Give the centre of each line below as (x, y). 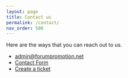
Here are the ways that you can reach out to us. (64, 45)
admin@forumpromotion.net (49, 56)
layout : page (22, 12)
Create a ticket (33, 69)
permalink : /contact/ (33, 22)
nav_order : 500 (25, 28)
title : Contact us (29, 17)
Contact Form (31, 63)
